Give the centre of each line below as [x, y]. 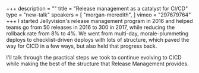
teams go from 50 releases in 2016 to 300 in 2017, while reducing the [91, 27]
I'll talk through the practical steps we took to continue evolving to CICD [94, 57]
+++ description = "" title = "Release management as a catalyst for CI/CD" [97, 9]
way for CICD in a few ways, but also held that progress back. [82, 46]
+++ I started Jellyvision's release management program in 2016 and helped [99, 21]
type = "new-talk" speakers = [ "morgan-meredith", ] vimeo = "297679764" [99, 15]
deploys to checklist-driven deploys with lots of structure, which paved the [98, 40]
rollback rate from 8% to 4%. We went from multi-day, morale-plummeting [97, 34]
